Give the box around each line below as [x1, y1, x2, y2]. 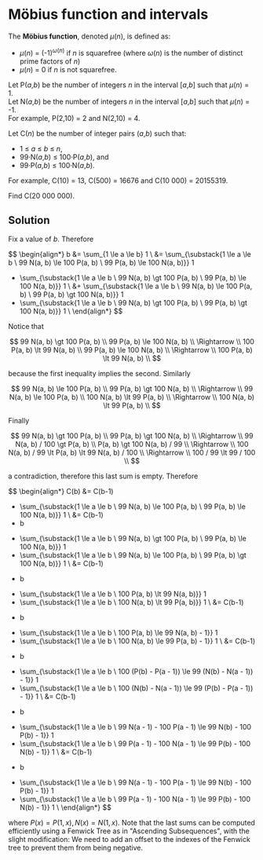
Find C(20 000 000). [8, 191, 75, 200]
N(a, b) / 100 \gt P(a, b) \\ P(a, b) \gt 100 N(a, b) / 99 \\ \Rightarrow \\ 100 [15, 440, 249, 449]
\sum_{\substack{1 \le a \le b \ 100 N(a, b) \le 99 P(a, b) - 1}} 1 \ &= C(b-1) [19, 636, 256, 646]
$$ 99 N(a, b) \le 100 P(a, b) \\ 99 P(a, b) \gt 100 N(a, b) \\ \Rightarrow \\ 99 [10, 384, 254, 393]
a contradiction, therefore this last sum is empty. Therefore [8, 471, 199, 481]
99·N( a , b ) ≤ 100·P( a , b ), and [19, 152, 109, 162]
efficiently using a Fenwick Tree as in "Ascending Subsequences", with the [8, 826, 250, 836]
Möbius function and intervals [8, 5, 209, 24]
